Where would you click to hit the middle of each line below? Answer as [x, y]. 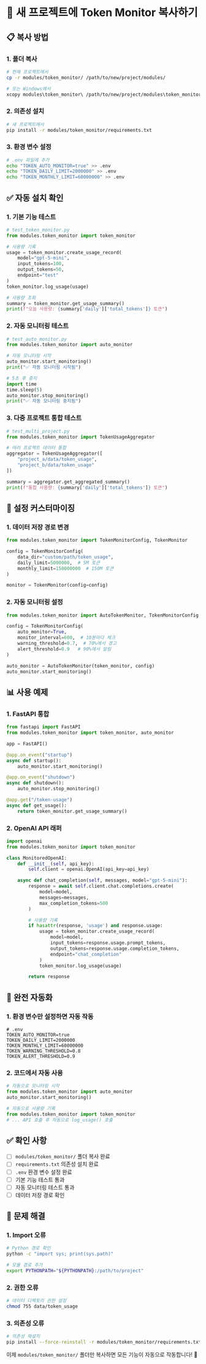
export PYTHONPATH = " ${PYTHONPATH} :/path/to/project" [75, 1271]
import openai [25, 841]
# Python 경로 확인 [29, 1248]
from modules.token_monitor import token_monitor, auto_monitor [90, 733]
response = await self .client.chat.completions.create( [101, 886]
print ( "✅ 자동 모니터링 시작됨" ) [44, 368]
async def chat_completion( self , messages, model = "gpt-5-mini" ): [103, 880]
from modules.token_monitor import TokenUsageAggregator [81, 437]
